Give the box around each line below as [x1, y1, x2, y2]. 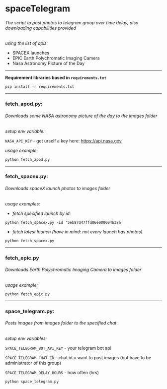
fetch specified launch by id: [12, 210, 71, 216]
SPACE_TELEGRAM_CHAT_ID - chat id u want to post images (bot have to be [5, 354, 152, 360]
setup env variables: [5, 335, 47, 341]
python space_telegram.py [5, 379, 59, 384]
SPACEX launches [12, 50, 50, 56]
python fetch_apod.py [5, 157, 50, 162]
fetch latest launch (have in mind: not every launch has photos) [12, 229, 143, 235]
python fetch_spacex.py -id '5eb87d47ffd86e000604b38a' [5, 220, 123, 225]
